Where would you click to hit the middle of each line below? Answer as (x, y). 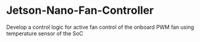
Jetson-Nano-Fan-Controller (80, 10)
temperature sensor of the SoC (45, 33)
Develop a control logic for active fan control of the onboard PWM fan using (100, 27)
